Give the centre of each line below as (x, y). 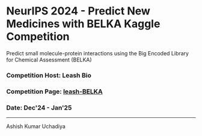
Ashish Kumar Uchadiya (36, 126)
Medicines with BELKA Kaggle (83, 24)
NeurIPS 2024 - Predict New (78, 11)
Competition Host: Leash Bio (49, 75)
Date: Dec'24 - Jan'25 (39, 108)
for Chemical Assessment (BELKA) (49, 60)
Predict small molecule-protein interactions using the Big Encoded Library (98, 53)
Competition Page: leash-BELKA (55, 91)
